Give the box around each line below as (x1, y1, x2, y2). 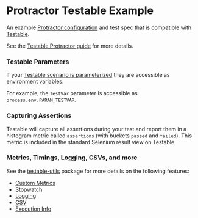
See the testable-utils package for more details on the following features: (6, 167, 190, 175)
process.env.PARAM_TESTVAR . (6, 96, 77, 104)
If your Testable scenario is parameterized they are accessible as (6, 71, 170, 79)
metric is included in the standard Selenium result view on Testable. (6, 138, 176, 145)
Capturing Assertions (6, 111, 72, 120)
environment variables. (6, 78, 64, 85)
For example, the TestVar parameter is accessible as (6, 90, 138, 97)
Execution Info (15, 205, 52, 213)
